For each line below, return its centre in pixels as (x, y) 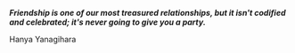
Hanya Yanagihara (43, 39)
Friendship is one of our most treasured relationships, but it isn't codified (147, 13)
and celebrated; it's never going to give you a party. (108, 22)
